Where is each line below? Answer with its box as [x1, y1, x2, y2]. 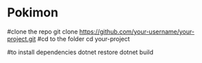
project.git [7, 34, 36, 42]
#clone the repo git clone [7, 27, 78, 36]
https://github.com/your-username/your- [79, 27, 195, 36]
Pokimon [7, 5, 59, 21]
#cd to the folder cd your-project [37, 34, 130, 42]
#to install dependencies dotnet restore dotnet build [7, 48, 154, 56]
